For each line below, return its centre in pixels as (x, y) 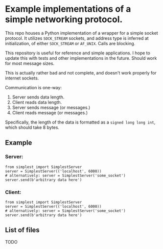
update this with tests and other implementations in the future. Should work (81, 58)
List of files (23, 230)
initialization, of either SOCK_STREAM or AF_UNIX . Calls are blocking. (70, 43)
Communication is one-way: (34, 87)
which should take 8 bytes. (32, 127)
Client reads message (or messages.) (50, 112)
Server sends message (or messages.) (51, 107)
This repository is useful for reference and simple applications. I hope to (78, 53)
